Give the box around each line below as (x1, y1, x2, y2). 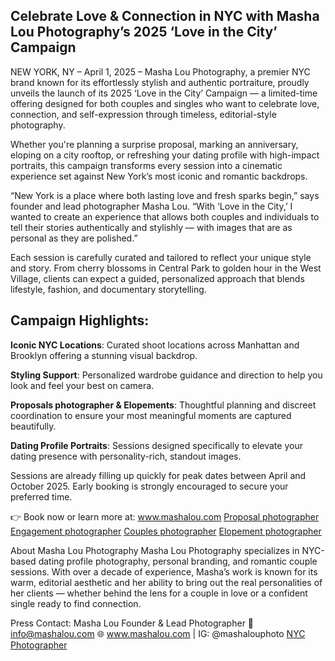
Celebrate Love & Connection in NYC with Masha (10, 8, 320, 25)
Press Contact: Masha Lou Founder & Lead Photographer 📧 (10, 617, 255, 629)
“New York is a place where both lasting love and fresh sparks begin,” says (10, 189, 320, 201)
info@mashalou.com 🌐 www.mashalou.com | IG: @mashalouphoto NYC (10, 627, 306, 639)
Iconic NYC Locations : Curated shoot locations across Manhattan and (10, 339, 300, 351)
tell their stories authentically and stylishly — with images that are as (10, 221, 293, 233)
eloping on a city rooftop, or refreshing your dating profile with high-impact (10, 149, 320, 161)
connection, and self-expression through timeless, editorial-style (10, 108, 277, 120)
